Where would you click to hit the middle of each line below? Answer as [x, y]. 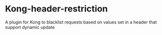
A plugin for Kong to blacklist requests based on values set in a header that [81, 22]
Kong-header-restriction [56, 9]
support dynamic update [30, 27]
